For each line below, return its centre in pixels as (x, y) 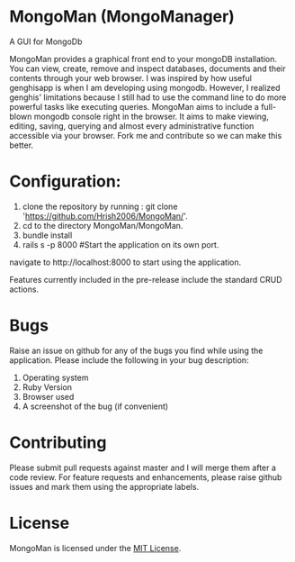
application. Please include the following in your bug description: (129, 360)
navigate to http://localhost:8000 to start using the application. (125, 262)
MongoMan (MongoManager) (122, 17)
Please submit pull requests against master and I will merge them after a (143, 467)
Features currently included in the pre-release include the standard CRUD (146, 279)
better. (22, 145)
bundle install (47, 235)
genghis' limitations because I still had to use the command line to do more (148, 97)
